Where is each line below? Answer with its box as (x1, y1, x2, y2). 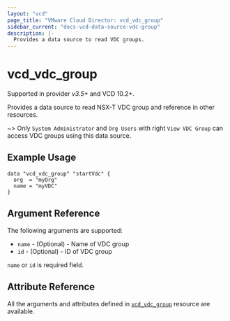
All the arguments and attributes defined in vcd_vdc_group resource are (7, 299, 210, 308)
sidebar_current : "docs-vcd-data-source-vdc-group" (7, 23, 160, 30)
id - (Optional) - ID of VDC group (17, 247, 113, 255)
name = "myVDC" (13, 183, 58, 190)
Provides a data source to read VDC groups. (13, 36, 145, 43)
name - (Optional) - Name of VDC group (17, 239, 130, 248)
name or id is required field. (7, 260, 84, 269)
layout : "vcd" (7, 10, 49, 17)
